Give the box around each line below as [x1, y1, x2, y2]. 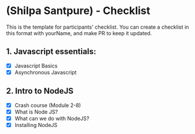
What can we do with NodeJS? [14, 115, 90, 122]
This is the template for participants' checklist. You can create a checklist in [6, 23, 189, 30]
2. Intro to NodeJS [6, 86, 74, 96]
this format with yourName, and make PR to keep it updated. [6, 29, 152, 36]
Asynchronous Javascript [14, 68, 77, 75]
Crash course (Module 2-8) [14, 101, 81, 109]
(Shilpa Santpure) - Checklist [6, 4, 151, 18]
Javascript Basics [14, 62, 58, 69]
